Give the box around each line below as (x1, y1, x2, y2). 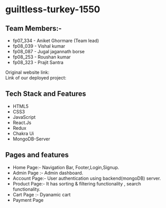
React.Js (12, 119, 32, 126)
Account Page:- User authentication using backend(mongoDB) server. (12, 175, 161, 181)
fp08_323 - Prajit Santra (12, 59, 64, 65)
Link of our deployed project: (5, 75, 67, 80)
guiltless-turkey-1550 (5, 4, 100, 15)
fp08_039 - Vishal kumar (12, 43, 66, 49)
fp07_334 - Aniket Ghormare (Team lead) (12, 37, 99, 44)
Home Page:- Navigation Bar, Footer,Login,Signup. (12, 164, 119, 170)
